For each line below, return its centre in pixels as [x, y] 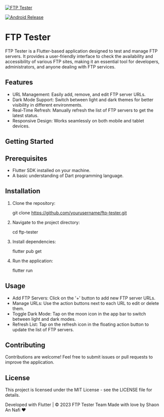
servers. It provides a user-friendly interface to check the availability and [79, 56]
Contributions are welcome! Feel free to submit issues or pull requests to [79, 357]
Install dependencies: [34, 241]
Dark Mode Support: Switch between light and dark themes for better [83, 100]
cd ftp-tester [25, 232]
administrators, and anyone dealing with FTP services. [61, 66]
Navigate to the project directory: [46, 222]
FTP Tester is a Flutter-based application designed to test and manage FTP [82, 51]
